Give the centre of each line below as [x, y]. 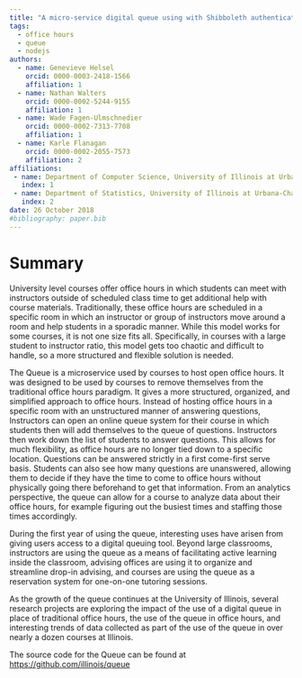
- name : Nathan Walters [62, 93]
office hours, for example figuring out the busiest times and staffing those [146, 506]
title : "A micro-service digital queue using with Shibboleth [128, 18]
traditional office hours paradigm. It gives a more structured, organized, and [150, 392]
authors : [26, 59]
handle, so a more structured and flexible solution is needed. [121, 355]
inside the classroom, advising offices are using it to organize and [131, 562]
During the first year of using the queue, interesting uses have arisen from [147, 533]
